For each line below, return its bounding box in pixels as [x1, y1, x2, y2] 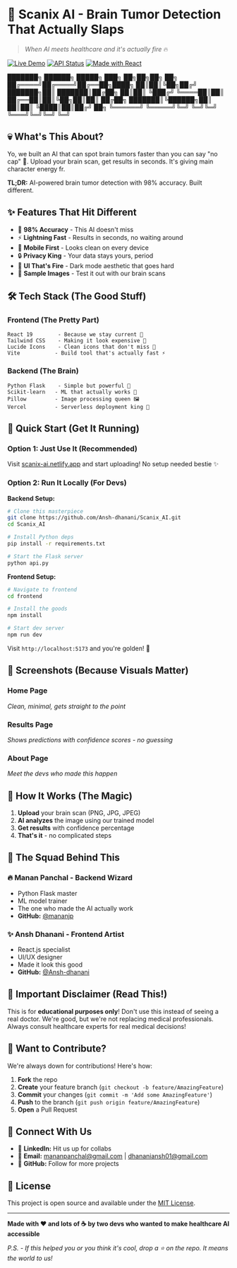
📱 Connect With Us [7, 1126, 92, 1138]
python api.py [7, 559, 49, 567]
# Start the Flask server [7, 553, 83, 560]
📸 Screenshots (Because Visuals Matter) [7, 664, 189, 676]
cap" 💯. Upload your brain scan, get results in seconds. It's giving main [7, 157, 214, 166]
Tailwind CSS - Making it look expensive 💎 [7, 338, 147, 345]
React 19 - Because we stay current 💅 [7, 331, 143, 338]
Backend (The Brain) [7, 366, 79, 376]
